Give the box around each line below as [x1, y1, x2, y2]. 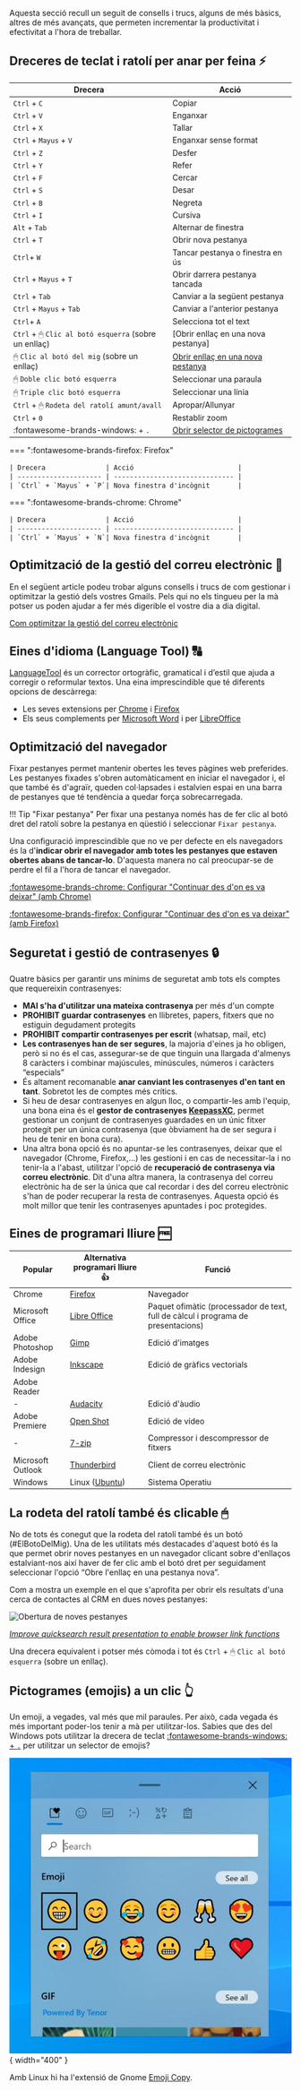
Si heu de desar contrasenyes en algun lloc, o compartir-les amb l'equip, [21, 1096, 291, 1106]
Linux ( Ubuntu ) [70, 1476, 125, 1487]
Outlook [13, 1464, 43, 1475]
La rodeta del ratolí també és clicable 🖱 [9, 1505, 228, 1520]
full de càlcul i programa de [147, 1310, 249, 1321]
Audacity [70, 1398, 103, 1409]
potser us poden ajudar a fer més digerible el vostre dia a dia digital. [9, 600, 261, 611]
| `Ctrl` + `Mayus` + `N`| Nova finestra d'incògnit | [9, 533, 243, 542]
